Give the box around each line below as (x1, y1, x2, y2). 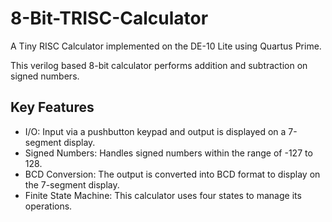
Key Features (10, 99, 95, 116)
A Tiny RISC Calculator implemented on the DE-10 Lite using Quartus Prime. (10, 40, 322, 52)
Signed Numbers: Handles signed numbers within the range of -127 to (24, 147, 313, 159)
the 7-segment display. (24, 178, 120, 191)
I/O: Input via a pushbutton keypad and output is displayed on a (24, 125, 287, 137)
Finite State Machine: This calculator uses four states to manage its (24, 189, 302, 201)
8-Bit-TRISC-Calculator (10, 7, 209, 30)
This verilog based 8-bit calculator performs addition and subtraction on (10, 59, 308, 71)
